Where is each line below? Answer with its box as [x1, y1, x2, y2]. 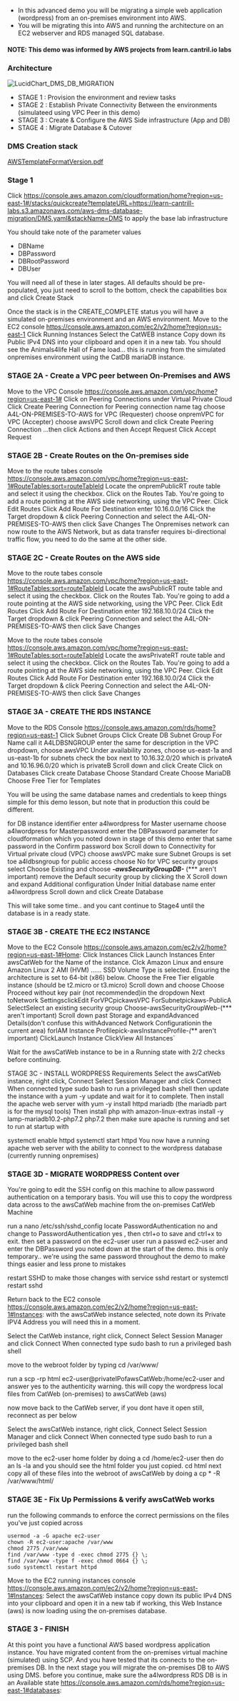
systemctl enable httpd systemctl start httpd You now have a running [7, 1135, 210, 1145]
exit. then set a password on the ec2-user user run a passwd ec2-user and [7, 1237, 228, 1245]
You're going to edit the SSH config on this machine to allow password [7, 1185, 215, 1194]
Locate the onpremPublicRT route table [105, 482, 221, 491]
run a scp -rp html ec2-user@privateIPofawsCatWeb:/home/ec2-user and [7, 1375, 225, 1383]
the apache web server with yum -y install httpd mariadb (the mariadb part [7, 1099, 227, 1108]
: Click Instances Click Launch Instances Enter [79, 950, 215, 959]
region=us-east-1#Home [7, 950, 80, 959]
